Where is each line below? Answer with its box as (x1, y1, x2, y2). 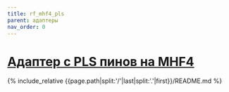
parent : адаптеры (7, 17, 58, 24)
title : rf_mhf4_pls (7, 10, 65, 18)
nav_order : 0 (7, 23, 46, 30)
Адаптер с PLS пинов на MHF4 (7, 53, 195, 70)
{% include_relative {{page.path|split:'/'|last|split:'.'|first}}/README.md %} (7, 77, 223, 85)
